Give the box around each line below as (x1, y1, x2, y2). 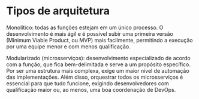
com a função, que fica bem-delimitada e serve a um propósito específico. (6, 61, 191, 68)
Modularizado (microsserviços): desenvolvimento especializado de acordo (6, 54, 191, 61)
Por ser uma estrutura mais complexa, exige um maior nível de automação (6, 67, 190, 74)
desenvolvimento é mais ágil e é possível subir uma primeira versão (6, 30, 174, 37)
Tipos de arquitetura (6, 4, 110, 18)
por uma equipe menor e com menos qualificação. (6, 43, 131, 50)
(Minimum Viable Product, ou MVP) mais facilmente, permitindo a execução (6, 36, 193, 44)
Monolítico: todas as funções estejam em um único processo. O (6, 24, 164, 31)
